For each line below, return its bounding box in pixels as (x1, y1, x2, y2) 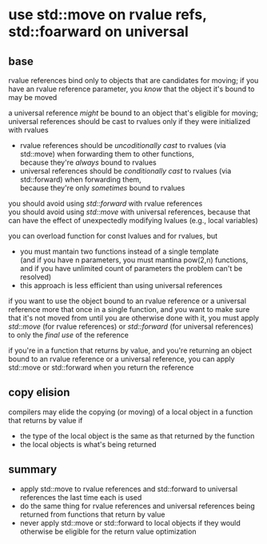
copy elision (8, 386, 70, 399)
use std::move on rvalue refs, (8, 6, 207, 24)
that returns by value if (8, 415, 83, 425)
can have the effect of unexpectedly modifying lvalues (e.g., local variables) (8, 216, 258, 225)
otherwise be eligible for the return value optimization (19, 526, 197, 536)
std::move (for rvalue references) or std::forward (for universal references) (8, 322, 254, 331)
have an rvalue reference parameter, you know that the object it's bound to (8, 84, 255, 94)
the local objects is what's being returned (19, 439, 157, 449)
